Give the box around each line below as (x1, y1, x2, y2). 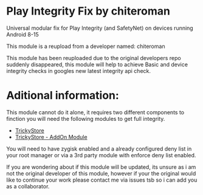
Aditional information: (6, 89, 120, 103)
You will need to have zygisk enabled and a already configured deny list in (6, 145, 192, 152)
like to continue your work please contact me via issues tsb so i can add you (6, 176, 198, 183)
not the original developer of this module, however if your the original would (6, 169, 196, 177)
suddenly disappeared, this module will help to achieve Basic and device (6, 61, 188, 68)
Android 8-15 (6, 30, 39, 38)
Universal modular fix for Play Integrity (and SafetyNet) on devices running (6, 24, 193, 32)
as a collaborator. (6, 182, 50, 190)
